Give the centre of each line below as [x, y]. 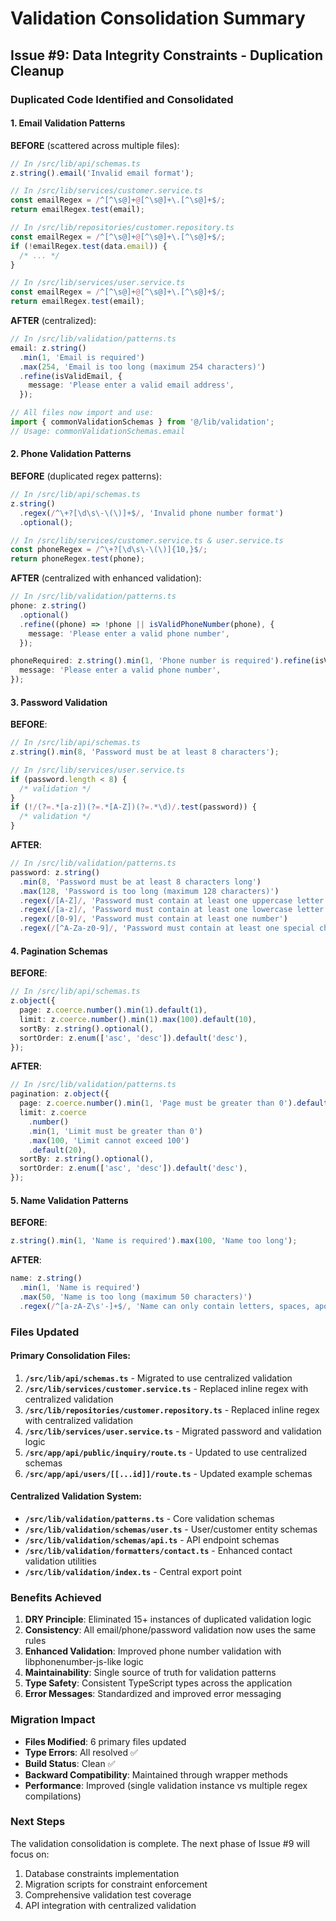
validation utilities [60, 1561]
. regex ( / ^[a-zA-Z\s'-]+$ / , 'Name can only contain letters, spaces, [165, 1306]
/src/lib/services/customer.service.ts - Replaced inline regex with [166, 1388]
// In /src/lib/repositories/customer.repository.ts [122, 228]
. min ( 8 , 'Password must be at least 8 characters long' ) [140, 882]
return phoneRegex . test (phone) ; [77, 559]
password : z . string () [55, 872]
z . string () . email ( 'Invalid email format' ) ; [102, 173]
